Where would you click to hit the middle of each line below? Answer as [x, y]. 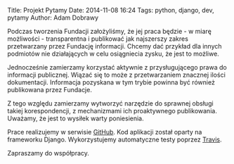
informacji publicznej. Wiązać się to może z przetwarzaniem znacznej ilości [117, 75]
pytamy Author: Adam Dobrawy [53, 18]
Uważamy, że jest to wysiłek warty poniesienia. [76, 118]
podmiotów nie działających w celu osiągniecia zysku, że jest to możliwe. [113, 53]
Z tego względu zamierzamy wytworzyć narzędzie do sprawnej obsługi [110, 103]
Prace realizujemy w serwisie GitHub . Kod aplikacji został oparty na [105, 132]
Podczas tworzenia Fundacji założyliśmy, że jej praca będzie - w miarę [110, 31]
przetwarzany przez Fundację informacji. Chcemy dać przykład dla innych [115, 46]
